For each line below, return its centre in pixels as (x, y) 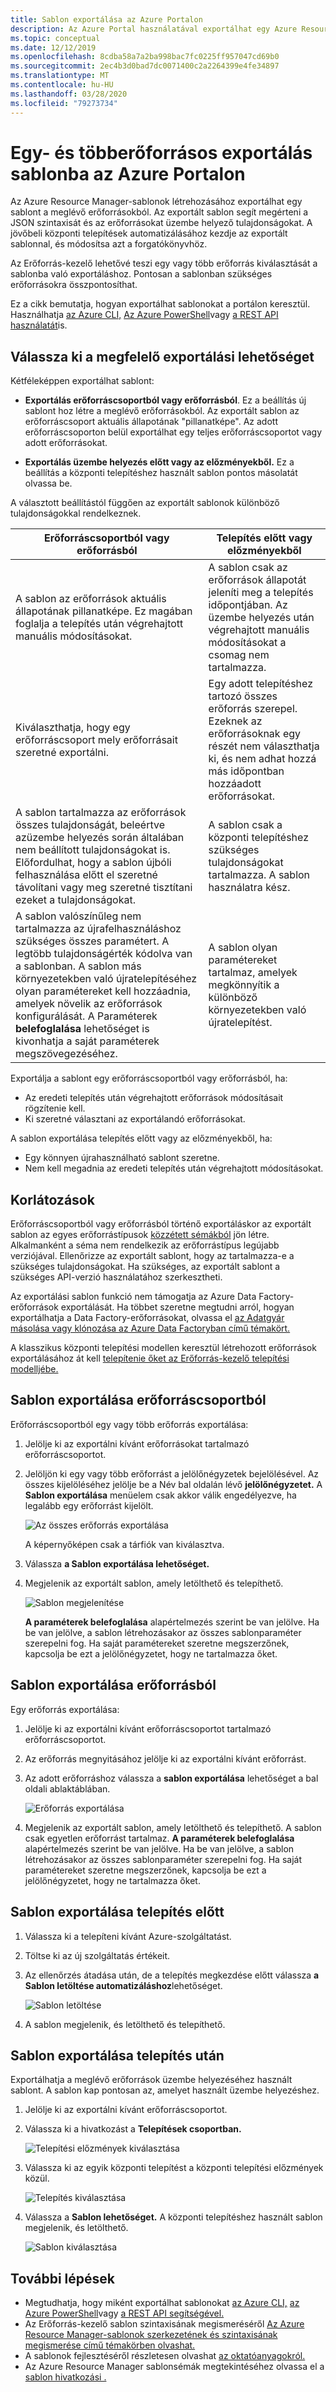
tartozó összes (243, 696)
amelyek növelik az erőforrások (89, 1004)
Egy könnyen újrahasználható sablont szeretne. (122, 1158)
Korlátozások (52, 1199)
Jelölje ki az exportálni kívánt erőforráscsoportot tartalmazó (148, 1728)
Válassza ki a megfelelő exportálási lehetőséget (162, 356)
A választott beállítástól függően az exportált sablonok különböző (145, 503)
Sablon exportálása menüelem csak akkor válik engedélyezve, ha (160, 1495)
